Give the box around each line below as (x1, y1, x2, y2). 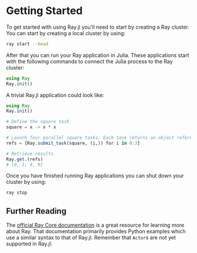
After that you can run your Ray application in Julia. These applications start (6, 52, 189, 59)
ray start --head (6, 41, 49, 47)
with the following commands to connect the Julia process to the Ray (6, 57, 173, 65)
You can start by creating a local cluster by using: (6, 29, 126, 36)
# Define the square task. (6, 119, 72, 125)
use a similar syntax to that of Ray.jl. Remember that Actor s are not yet (6, 234, 176, 241)
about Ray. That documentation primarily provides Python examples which (6, 228, 186, 235)
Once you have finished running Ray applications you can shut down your (6, 172, 184, 179)
